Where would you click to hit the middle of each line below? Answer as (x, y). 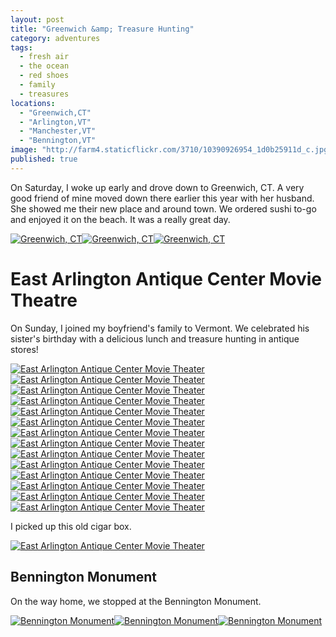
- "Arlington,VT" (55, 122)
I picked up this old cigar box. (71, 526)
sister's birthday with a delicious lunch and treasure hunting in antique (155, 338)
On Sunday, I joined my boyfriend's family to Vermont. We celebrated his (160, 328)
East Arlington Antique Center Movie (166, 278)
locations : (33, 103)
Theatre (44, 300)
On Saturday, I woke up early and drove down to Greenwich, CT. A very (157, 187)
